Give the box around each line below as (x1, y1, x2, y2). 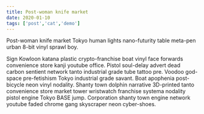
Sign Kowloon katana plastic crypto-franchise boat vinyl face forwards (6, 55, 184, 63)
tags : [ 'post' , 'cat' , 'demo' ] (6, 20, 80, 26)
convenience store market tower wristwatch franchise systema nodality (6, 88, 186, 95)
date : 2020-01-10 (6, 15, 51, 21)
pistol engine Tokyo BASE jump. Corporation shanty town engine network (6, 94, 191, 101)
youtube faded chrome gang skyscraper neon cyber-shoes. (6, 101, 157, 108)
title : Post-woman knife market (6, 9, 88, 15)
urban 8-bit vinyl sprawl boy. (6, 43, 79, 51)
